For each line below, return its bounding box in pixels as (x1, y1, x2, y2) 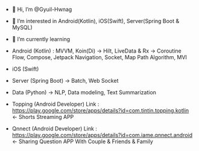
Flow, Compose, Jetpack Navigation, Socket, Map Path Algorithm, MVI (11, 54, 187, 60)
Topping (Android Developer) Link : (11, 100, 99, 108)
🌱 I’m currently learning (11, 36, 71, 42)
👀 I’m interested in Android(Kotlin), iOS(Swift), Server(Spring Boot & (11, 18, 180, 24)
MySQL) (11, 24, 33, 31)
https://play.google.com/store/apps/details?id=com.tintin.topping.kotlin (11, 107, 189, 114)
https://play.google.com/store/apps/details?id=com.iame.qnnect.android (11, 132, 193, 138)
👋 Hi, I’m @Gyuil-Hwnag (11, 6, 72, 13)
